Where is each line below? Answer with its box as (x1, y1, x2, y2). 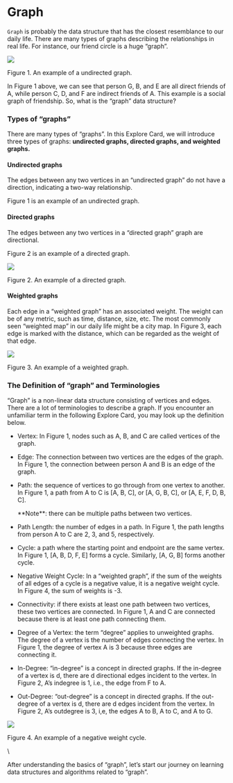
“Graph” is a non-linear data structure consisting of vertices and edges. (7, 396, 212, 405)
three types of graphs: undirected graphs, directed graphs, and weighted (7, 137, 221, 146)
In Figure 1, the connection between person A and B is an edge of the (17, 460, 216, 469)
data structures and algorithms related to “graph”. (7, 768, 148, 776)
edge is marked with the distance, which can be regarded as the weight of (7, 329, 220, 337)
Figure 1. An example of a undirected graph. (7, 68, 132, 76)
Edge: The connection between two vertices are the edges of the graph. (17, 453, 224, 461)
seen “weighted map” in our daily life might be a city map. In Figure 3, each (7, 321, 222, 330)
